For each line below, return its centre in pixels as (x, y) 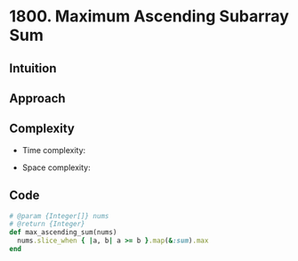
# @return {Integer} (48, 224)
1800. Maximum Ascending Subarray (149, 16)
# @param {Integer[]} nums (59, 216)
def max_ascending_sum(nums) (63, 232)
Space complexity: (56, 167)
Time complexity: (54, 150)
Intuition (33, 68)
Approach (37, 98)
